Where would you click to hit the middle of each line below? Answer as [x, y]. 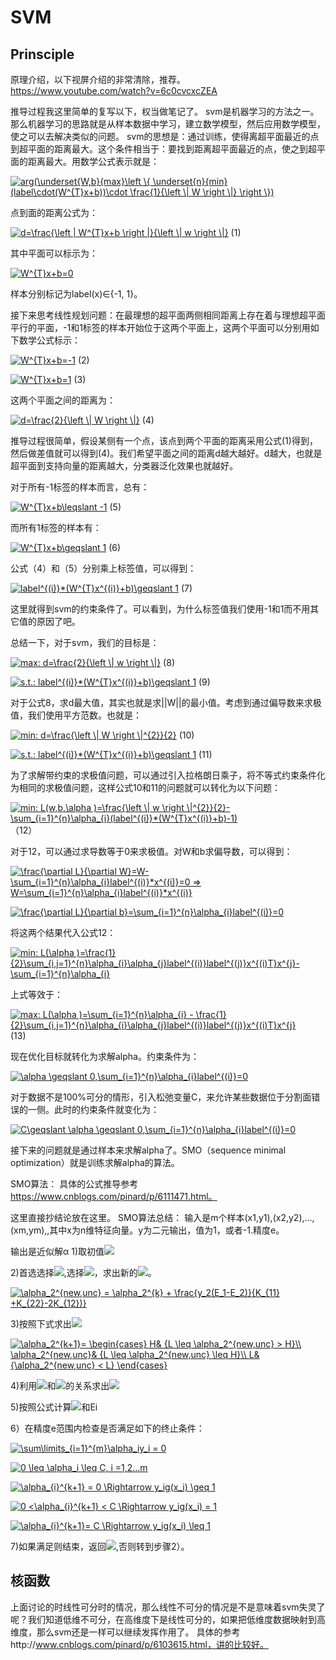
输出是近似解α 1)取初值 [57, 1251]
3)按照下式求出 [41, 1324]
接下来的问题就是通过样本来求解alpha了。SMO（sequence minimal [148, 1150]
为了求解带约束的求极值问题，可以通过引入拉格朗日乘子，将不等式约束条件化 [168, 775]
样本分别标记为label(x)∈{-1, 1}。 [76, 294]
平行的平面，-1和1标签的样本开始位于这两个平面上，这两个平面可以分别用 [160, 327]
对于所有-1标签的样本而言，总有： [80, 487]
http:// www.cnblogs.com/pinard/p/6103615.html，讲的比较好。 [139, 1644]
